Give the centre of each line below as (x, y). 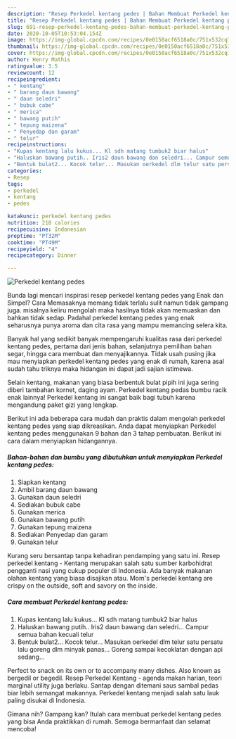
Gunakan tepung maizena (54, 527)
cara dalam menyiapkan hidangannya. (62, 441)
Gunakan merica (41, 512)
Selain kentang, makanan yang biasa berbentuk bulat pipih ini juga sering (113, 383)
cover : (17, 53)
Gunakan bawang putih (51, 520)
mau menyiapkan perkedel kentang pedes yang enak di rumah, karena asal (116, 361)
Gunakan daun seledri (49, 498)
